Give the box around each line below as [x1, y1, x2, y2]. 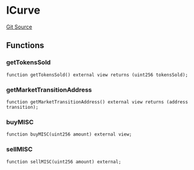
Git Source [6, 23, 33, 30]
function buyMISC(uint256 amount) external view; [6, 131, 133, 137]
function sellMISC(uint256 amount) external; [6, 159, 121, 165]
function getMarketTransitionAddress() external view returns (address [6, 99, 188, 105]
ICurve [6, 4, 41, 17]
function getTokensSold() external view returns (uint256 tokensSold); [6, 72, 188, 78]
